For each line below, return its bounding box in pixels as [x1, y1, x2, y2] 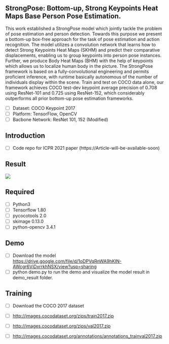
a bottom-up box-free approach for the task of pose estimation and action [5, 36, 160, 42]
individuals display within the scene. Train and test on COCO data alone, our [5, 79, 164, 85]
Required [5, 188, 34, 196]
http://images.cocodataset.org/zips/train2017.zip [12, 313, 114, 319]
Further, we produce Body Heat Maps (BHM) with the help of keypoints [5, 58, 153, 64]
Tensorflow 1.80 [12, 207, 47, 213]
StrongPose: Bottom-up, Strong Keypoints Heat [5, 4, 158, 13]
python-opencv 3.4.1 [12, 224, 56, 230]
